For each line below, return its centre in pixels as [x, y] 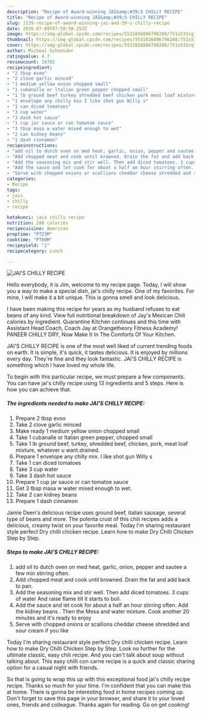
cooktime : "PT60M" [30, 240]
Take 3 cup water [37, 469]
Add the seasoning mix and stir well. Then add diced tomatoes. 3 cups [102, 592]
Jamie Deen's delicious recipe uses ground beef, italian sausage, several [96, 513]
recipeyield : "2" [28, 245]
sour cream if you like [42, 631]
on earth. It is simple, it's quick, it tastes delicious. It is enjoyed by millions [97, 353]
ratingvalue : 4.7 [28, 56]
